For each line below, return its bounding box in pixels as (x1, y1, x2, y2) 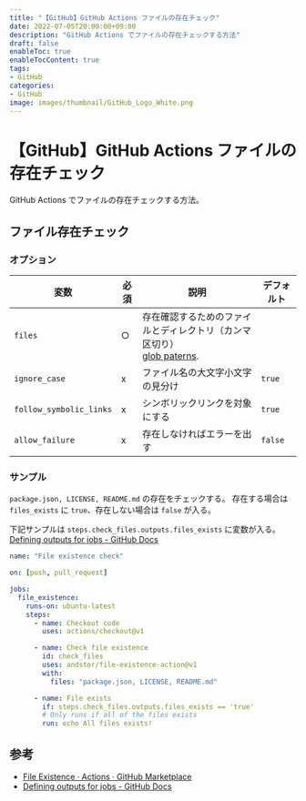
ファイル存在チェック (9, 224, 129, 239)
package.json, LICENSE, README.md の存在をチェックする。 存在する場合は (9, 493, 289, 504)
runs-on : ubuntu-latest (25, 602, 117, 611)
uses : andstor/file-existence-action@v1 (42, 661, 198, 670)
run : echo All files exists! (42, 719, 153, 728)
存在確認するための (142, 310, 225, 323)
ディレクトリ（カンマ (160, 324, 252, 337)
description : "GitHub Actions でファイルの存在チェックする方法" (9, 30, 241, 39)
